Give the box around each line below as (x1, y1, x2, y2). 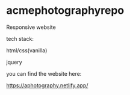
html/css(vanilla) (6, 46, 48, 54)
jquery (6, 58, 22, 66)
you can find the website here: (6, 70, 82, 77)
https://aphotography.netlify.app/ (6, 82, 88, 89)
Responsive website (6, 23, 56, 31)
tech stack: (6, 35, 34, 42)
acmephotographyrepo (6, 4, 125, 17)
